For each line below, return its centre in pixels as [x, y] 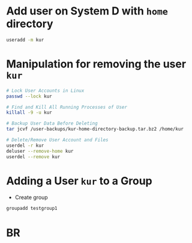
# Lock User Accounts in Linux [45, 91]
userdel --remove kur [33, 157]
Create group [31, 197]
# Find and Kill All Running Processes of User [67, 107]
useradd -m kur [25, 40]
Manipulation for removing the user [96, 64]
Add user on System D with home [87, 11]
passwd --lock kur [29, 96]
